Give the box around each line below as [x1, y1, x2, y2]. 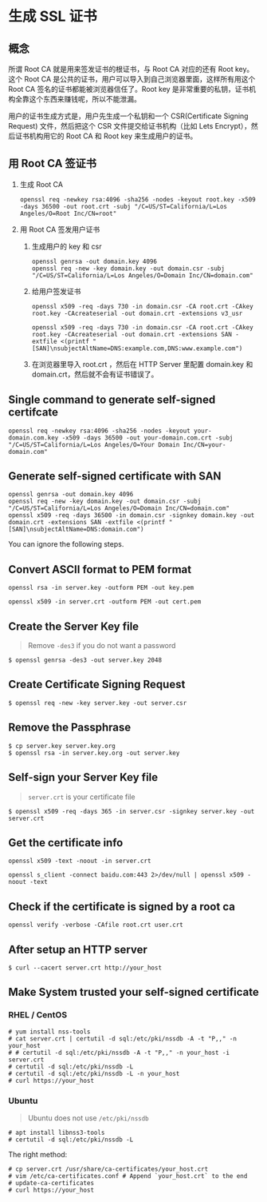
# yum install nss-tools [8, 1028, 91, 1036]
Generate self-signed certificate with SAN [8, 469, 222, 484]
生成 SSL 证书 [8, 7, 97, 26]
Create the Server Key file [8, 619, 139, 633]
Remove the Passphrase [8, 721, 132, 734]
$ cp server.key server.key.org [8, 742, 116, 750]
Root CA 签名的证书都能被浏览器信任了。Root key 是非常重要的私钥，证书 [8, 85, 249, 94]
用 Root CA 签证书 [8, 157, 97, 170]
